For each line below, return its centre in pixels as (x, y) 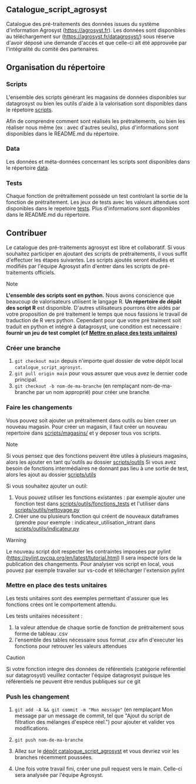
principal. (26, 380)
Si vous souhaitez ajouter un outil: (47, 486)
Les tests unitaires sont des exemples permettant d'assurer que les (87, 598)
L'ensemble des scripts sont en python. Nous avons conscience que (90, 295)
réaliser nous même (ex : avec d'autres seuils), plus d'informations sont (92, 127)
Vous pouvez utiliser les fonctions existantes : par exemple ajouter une (100, 497)
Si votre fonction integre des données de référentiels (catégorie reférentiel (96, 669)
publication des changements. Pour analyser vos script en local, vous (90, 564)
